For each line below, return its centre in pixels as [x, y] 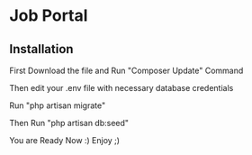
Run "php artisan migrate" [58, 105]
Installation [41, 49]
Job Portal [49, 16]
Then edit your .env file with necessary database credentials [121, 88]
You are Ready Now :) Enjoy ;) [64, 140]
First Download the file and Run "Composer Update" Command [126, 70]
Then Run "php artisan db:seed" [69, 123]
